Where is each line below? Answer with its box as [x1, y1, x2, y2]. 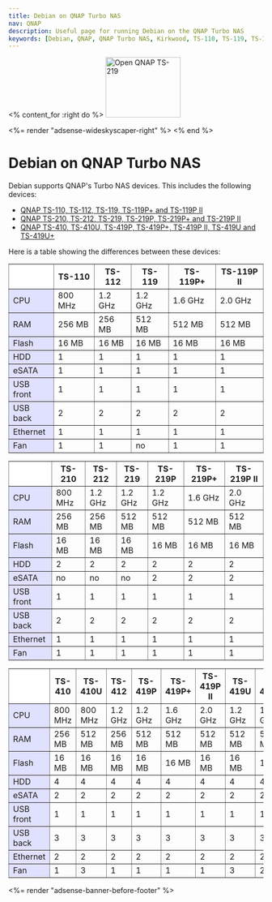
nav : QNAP [8, 19, 42, 28]
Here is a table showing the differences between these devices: [8, 247, 221, 256]
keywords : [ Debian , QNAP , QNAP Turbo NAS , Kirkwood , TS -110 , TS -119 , [8, 34, 249, 43]
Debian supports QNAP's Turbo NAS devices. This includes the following [8, 181, 252, 191]
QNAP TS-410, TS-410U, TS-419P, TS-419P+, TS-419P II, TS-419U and [19, 222, 257, 232]
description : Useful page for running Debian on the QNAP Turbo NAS [8, 27, 244, 35]
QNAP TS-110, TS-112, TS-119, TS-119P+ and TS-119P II [19, 205, 203, 215]
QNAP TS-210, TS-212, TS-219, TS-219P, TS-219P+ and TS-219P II [19, 214, 241, 224]
